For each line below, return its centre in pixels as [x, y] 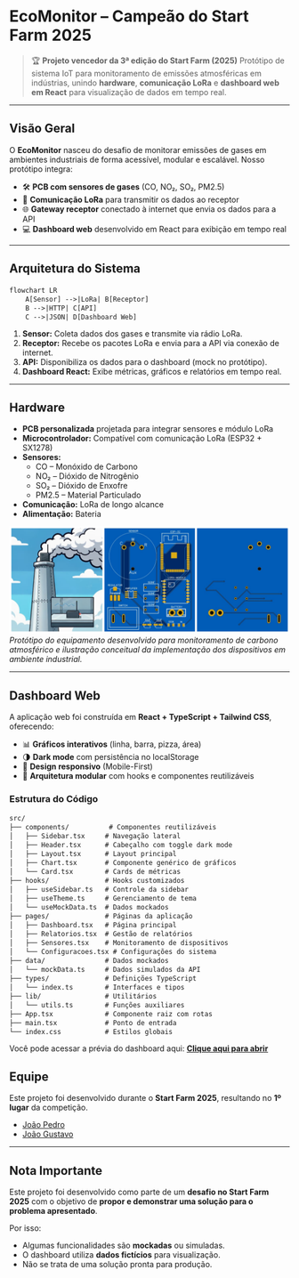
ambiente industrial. [46, 659]
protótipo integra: [41, 169]
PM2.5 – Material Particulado [88, 495]
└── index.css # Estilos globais [91, 1032]
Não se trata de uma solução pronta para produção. [117, 1265]
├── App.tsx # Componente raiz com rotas [111, 1015]
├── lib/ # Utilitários [83, 997]
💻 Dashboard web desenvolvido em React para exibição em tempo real [154, 229]
